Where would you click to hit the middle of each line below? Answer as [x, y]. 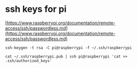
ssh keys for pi [36, 9]
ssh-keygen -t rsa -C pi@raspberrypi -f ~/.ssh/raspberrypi [69, 48]
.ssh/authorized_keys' [29, 61]
